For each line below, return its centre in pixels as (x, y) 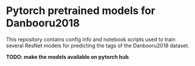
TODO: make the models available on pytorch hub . (68, 57)
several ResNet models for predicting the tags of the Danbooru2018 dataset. (98, 46)
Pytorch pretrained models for (81, 11)
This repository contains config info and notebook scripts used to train (91, 39)
